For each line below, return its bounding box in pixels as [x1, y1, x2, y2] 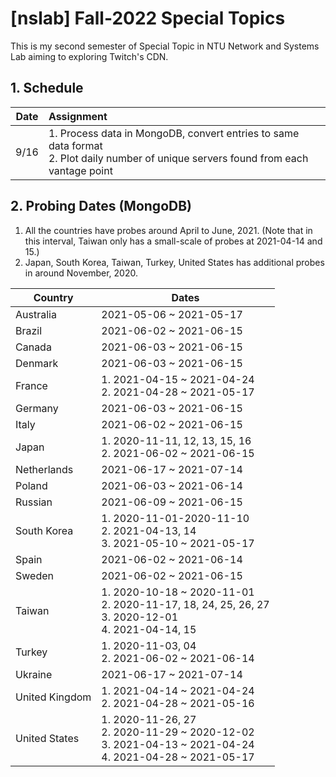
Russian [15, 495, 53, 509]
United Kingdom [15, 690, 92, 704]
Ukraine [15, 667, 53, 681]
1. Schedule [10, 80, 84, 97]
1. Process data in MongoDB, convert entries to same [48, 126, 300, 140]
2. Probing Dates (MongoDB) [10, 198, 192, 215]
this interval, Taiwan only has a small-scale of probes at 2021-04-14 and [24, 235, 323, 247]
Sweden [15, 568, 54, 582]
